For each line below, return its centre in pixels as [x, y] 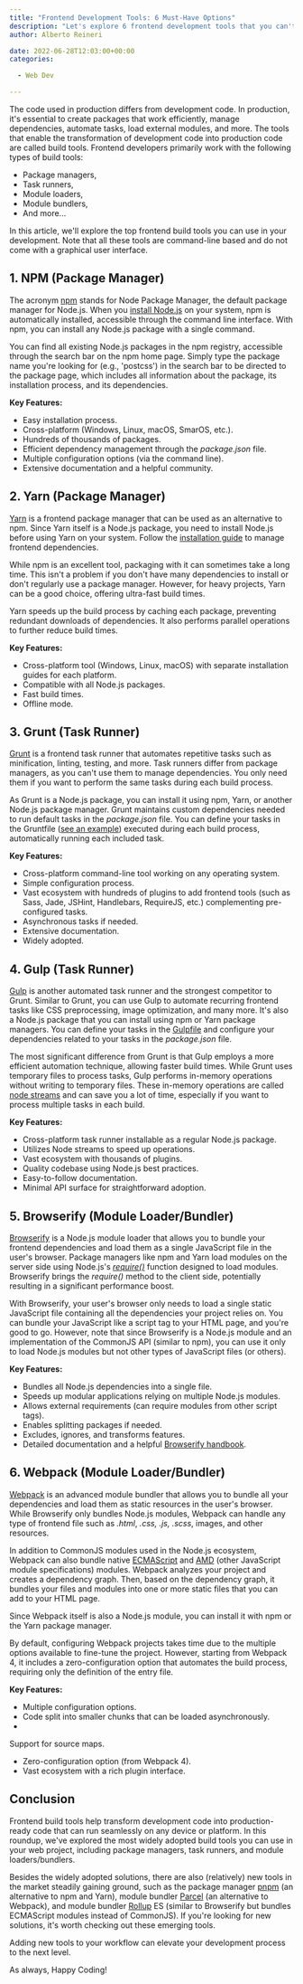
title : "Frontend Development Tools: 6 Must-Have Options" [123, 18]
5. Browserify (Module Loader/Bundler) [122, 1216]
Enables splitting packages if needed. [92, 1425]
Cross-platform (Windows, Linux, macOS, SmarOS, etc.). [128, 430]
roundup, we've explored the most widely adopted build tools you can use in [151, 1840]
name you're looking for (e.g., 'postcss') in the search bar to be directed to [148, 365]
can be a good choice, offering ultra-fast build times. [107, 593]
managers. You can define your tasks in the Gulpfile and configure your [142, 1030]
